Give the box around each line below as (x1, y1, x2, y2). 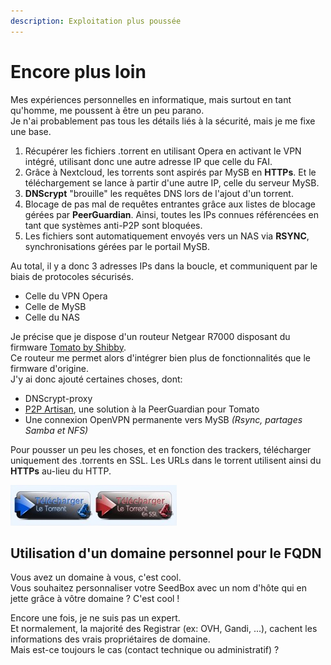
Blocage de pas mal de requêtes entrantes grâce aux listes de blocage (24, 198, 317, 210)
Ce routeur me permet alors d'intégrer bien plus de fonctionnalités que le (10, 351, 311, 364)
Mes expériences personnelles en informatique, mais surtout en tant (10, 93, 292, 105)
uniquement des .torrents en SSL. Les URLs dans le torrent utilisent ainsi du (10, 454, 322, 466)
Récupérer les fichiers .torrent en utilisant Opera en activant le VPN (24, 145, 302, 157)
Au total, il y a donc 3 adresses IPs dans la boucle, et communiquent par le (10, 260, 318, 272)
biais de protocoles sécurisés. (10, 270, 134, 282)
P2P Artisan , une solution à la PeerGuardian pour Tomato (24, 403, 260, 415)
